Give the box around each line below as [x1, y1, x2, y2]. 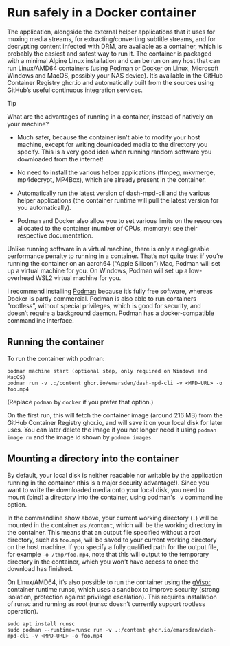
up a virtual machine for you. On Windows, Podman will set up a [7, 266, 188, 275]
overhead [7, 273, 34, 282]
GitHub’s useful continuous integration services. [7, 86, 143, 94]
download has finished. [7, 564, 73, 573]
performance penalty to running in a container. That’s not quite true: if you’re [7, 252, 224, 260]
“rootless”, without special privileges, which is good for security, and [7, 301, 201, 310]
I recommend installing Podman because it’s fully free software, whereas [7, 287, 213, 295]
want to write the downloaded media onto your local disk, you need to [7, 485, 205, 494]
